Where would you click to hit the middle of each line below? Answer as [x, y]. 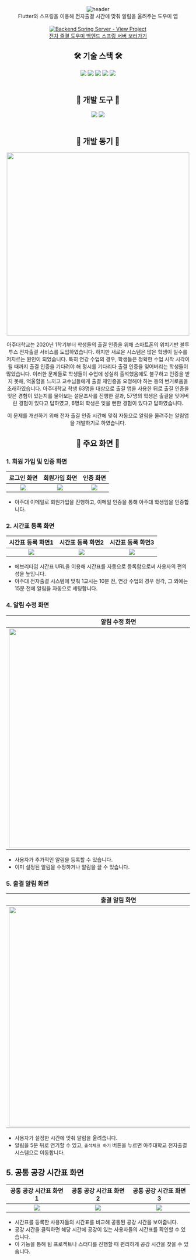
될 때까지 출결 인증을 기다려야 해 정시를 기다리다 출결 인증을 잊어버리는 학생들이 [98, 367]
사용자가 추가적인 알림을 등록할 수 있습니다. [64, 859]
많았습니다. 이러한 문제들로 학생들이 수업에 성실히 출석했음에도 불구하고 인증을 [95, 374]
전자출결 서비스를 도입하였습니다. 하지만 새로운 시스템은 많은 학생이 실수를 [104, 352]
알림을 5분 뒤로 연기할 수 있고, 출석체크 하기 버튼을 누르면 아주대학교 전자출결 [101, 1145]
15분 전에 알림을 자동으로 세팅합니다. [56, 589]
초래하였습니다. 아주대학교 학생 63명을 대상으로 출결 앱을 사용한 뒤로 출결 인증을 [98, 388]
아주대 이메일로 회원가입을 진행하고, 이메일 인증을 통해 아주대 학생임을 [94, 502]
